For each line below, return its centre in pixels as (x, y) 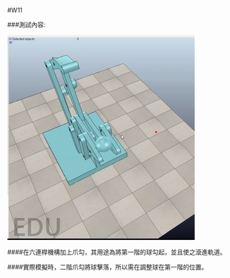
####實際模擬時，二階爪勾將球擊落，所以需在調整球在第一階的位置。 (108, 267)
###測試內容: (26, 25)
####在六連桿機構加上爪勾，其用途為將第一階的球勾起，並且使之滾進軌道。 (117, 252)
